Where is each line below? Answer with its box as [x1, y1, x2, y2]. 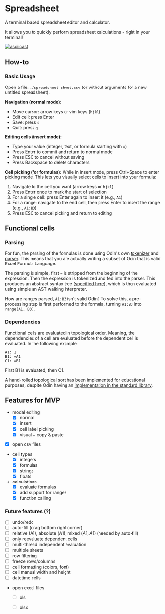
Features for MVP [5, 396, 60, 404]
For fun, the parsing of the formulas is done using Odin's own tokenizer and [5, 250, 159, 256]
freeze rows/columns [12, 558, 56, 564]
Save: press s [12, 119, 40, 125]
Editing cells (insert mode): [5, 134, 62, 140]
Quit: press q [12, 124, 38, 130]
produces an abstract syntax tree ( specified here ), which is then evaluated [5, 281, 156, 287]
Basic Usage [5, 73, 36, 80]
